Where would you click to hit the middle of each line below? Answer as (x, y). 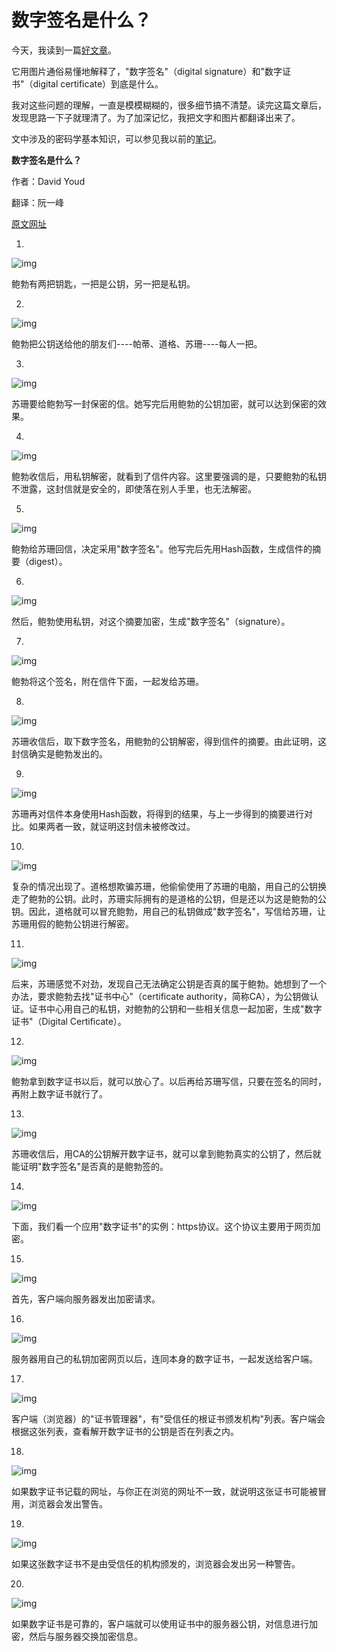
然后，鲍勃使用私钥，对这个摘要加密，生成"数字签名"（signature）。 (151, 621)
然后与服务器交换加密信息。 (85, 1636)
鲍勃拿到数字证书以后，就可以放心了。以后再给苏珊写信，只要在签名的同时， (169, 1081)
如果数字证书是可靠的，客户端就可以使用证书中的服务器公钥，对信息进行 (160, 1623)
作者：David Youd (48, 181)
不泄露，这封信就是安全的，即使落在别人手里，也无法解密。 (134, 488)
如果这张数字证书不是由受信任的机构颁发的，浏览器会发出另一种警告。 (156, 1563)
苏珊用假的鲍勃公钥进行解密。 (72, 923)
